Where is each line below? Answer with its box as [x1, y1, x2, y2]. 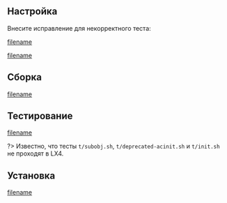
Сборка [7, 71, 42, 83]
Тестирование [7, 110, 73, 122]
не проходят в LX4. [7, 149, 64, 158]
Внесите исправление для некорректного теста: [7, 24, 151, 32]
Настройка [7, 6, 58, 17]
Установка [7, 170, 56, 181]
